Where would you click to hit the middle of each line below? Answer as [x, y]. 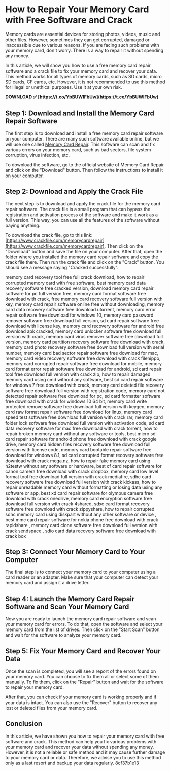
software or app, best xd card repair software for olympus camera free [79, 493]
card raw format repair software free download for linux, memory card [79, 412]
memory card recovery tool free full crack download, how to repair [75, 277]
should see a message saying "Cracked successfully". [62, 267]
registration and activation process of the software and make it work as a [82, 215]
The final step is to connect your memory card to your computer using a [80, 572]
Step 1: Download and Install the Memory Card [80, 113]
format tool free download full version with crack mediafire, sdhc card [78, 477]
